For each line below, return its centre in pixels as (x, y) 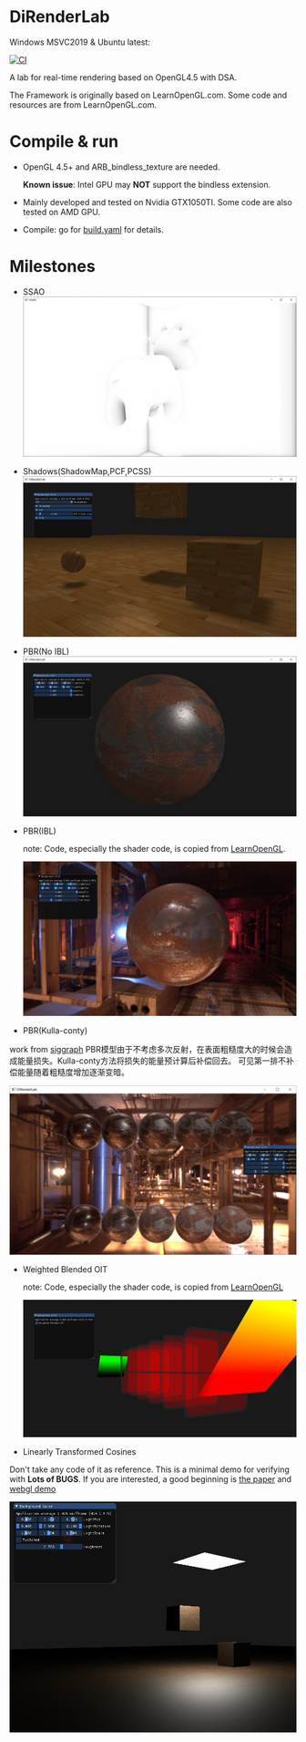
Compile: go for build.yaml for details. (93, 229)
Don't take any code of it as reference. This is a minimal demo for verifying (149, 1469)
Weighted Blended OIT (65, 1270)
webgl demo (33, 1489)
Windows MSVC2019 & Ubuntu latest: (80, 42)
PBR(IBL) (39, 831)
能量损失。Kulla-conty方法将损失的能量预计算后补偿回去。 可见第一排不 (152, 1061)
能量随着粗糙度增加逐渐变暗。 (73, 1073)
